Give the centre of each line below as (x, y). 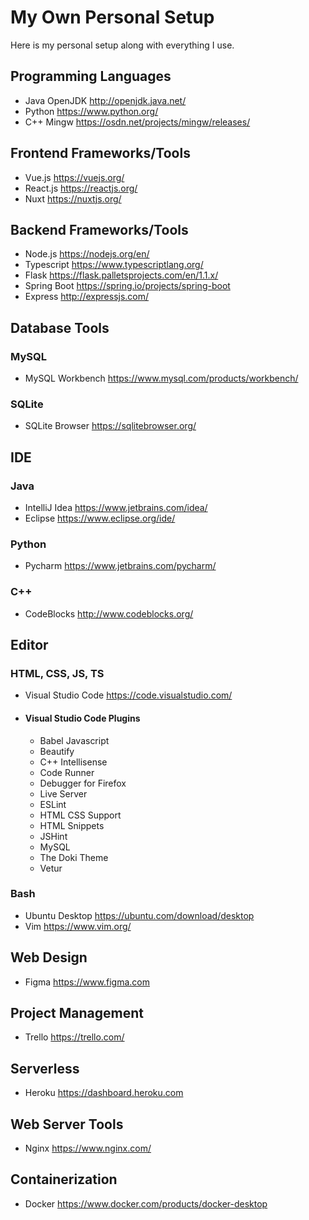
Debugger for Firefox (83, 783)
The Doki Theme (74, 857)
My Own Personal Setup (112, 17)
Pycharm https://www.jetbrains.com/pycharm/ (120, 566)
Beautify (57, 751)
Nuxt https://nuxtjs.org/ (73, 198)
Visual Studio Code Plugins (82, 718)
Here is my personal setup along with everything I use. (122, 45)
